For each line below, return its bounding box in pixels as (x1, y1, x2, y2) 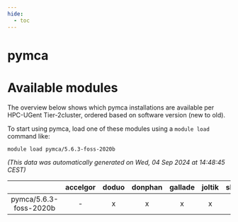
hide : (7, 10, 23, 18)
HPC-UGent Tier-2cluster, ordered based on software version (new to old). (7, 110, 225, 119)
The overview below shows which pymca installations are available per (7, 103, 215, 112)
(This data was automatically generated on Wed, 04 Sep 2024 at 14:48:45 (7, 158, 225, 166)
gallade (169, 182, 195, 192)
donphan (131, 182, 163, 192)
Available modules (7, 79, 118, 95)
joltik (201, 182, 220, 192)
